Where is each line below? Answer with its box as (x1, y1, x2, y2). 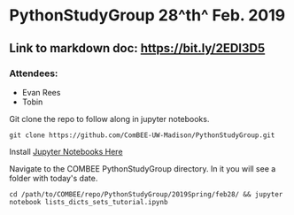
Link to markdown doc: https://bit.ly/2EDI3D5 (9, 41, 266, 56)
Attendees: (9, 67, 58, 80)
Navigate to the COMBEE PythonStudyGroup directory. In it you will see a (9, 163, 276, 173)
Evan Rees (21, 87, 61, 97)
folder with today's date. (9, 173, 98, 183)
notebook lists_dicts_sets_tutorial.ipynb (9, 197, 168, 206)
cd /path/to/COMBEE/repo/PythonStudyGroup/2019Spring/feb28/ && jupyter (9, 189, 283, 199)
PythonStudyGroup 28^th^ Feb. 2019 (9, 5, 286, 26)
